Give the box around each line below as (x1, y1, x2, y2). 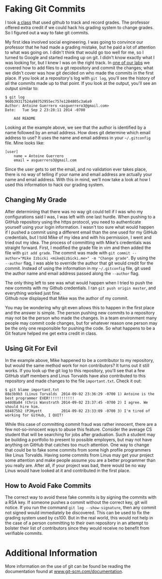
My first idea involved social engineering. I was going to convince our (5, 39, 144, 45)
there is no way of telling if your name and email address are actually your (5, 171, 152, 177)
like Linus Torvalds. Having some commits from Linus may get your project (5, 452, 154, 458)
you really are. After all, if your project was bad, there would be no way (5, 462, 146, 468)
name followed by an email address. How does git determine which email (5, 129, 151, 135)
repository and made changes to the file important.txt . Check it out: (5, 378, 142, 384)
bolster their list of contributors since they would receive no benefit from (5, 525, 150, 531)
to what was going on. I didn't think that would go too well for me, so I (5, 49, 144, 55)
